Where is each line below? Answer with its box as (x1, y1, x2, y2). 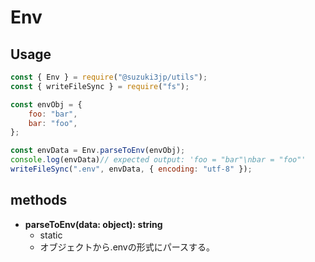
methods (10, 192, 68, 209)
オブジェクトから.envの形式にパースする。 (39, 241, 216, 253)
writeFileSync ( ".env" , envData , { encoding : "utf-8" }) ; (10, 164, 253, 174)
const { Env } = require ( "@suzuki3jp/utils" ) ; (10, 72, 208, 82)
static (39, 229, 63, 241)
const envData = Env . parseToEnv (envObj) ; (10, 146, 186, 156)
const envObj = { (10, 99, 83, 110)
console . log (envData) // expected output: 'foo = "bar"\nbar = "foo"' (10, 155, 307, 165)
